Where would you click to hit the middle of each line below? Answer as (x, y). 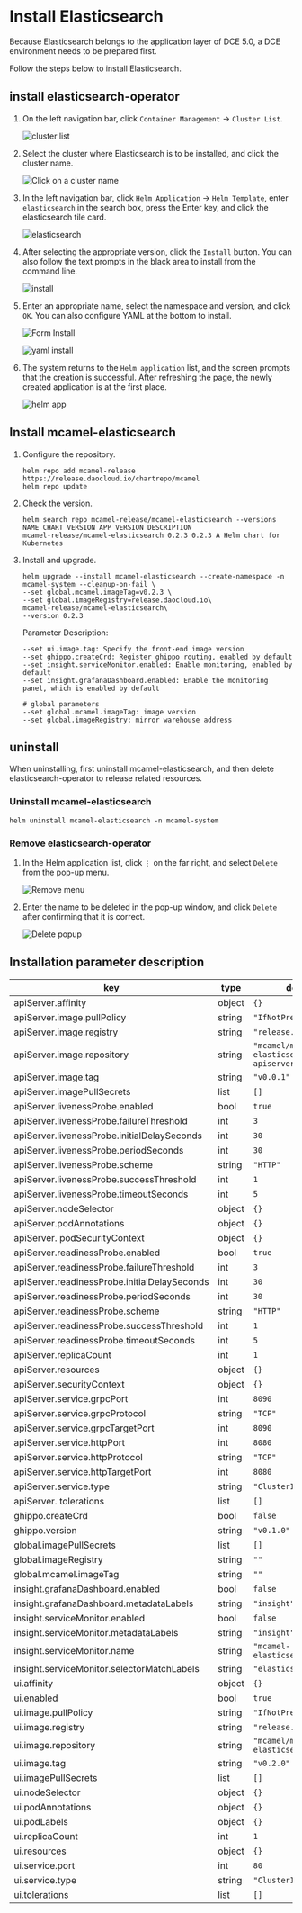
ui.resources (40, 1851)
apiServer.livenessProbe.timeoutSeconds (101, 1194)
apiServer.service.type (62, 1486)
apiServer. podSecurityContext (80, 1237)
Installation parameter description (107, 962)
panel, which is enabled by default (91, 688)
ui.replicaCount (46, 1836)
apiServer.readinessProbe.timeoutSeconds (105, 1340)
